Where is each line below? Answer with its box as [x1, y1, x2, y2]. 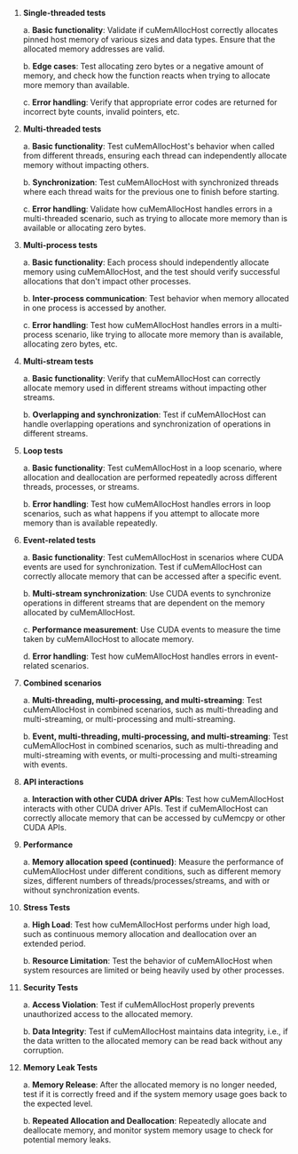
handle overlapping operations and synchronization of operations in [22, 419, 271, 429]
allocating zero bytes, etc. [22, 339, 118, 349]
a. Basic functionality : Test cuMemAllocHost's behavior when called [22, 141, 275, 151]
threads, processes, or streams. [22, 482, 140, 492]
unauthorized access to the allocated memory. [22, 1009, 193, 1019]
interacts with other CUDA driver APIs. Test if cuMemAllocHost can [22, 804, 269, 813]
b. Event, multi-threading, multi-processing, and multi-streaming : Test [22, 731, 289, 741]
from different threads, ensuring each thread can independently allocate [22, 150, 287, 161]
